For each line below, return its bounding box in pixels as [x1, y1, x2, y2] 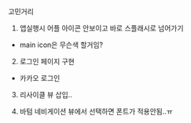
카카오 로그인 [19, 74, 61, 82]
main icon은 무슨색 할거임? [19, 40, 104, 49]
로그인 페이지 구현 [19, 57, 75, 66]
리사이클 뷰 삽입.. [19, 90, 72, 99]
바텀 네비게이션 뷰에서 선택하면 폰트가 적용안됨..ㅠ [19, 107, 173, 116]
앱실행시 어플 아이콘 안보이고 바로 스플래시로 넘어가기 [19, 24, 184, 33]
